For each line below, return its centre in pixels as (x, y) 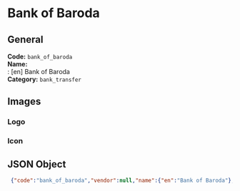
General (26, 40)
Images (24, 102)
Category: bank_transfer (45, 79)
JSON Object (37, 164)
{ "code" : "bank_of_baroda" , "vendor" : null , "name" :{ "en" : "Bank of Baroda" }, (122, 181)
